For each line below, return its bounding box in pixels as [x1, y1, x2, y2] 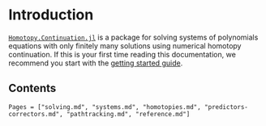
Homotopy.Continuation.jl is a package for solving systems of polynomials [8, 32, 259, 42]
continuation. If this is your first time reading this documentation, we [8, 49, 237, 59]
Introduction [8, 6, 94, 24]
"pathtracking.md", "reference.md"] [66, 110, 191, 118]
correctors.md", [8, 110, 63, 118]
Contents [8, 82, 57, 95]
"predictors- [204, 103, 249, 111]
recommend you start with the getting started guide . [8, 58, 183, 68]
